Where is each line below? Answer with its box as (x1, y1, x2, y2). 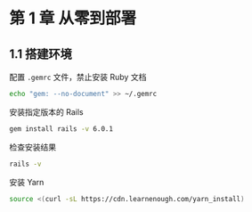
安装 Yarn (9, 176, 45, 187)
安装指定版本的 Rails (9, 106, 84, 117)
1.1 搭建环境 (9, 46, 73, 61)
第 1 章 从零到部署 (9, 8, 136, 29)
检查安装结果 (9, 142, 56, 152)
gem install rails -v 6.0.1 (9, 124, 114, 134)
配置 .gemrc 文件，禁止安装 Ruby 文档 (9, 72, 147, 82)
